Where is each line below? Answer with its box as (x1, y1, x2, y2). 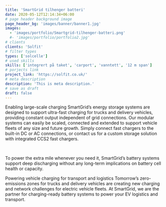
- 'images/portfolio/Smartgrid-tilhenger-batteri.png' (9, 30, 126, 35)
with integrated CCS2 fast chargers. (5, 136, 79, 142)
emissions (5, 181, 26, 187)
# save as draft (5, 86, 39, 91)
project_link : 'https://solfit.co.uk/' (5, 72, 88, 77)
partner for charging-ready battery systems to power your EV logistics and (5, 191, 158, 197)
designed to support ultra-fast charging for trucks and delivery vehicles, (5, 109, 153, 115)
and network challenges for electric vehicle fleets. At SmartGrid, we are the (5, 186, 160, 192)
